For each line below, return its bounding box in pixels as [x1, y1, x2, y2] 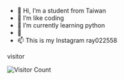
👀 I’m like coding [17, 14, 64, 22]
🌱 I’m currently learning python [17, 21, 105, 29]
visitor [7, 52, 25, 60]
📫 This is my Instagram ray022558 [17, 37, 118, 44]
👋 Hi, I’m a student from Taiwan [17, 7, 107, 14]
